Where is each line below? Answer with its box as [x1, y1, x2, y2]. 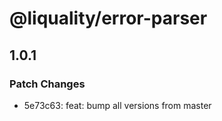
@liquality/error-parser [9, 7, 208, 30]
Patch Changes [9, 77, 86, 91]
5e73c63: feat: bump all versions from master [23, 99, 212, 111]
